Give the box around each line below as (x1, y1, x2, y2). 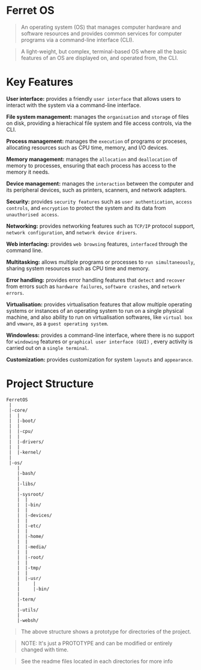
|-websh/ (17, 617, 39, 623)
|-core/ (8, 407, 28, 413)
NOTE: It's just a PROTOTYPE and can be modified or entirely (20, 639, 173, 647)
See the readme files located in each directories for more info (20, 657, 173, 665)
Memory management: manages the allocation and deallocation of (6, 155, 178, 163)
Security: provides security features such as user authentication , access (6, 198, 193, 205)
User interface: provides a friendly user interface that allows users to (6, 95, 181, 102)
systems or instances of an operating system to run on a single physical (6, 307, 184, 314)
